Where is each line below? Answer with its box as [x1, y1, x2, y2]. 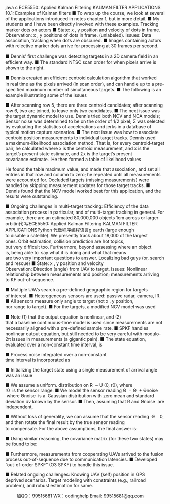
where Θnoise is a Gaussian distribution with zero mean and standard [6, 393, 154, 399]
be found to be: [5, 441, 38, 447]
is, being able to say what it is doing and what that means [5, 250, 127, 255]
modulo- [143, 331, 161, 337]
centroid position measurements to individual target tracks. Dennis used [5, 135, 156, 141]
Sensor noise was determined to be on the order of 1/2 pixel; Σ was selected [5, 118, 165, 124]
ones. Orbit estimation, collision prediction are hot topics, [5, 238, 125, 244]
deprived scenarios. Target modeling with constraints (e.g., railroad [5, 477, 146, 483]
